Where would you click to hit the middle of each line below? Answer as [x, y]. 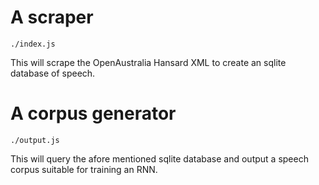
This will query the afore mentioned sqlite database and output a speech [159, 158]
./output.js [35, 140]
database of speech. [53, 73]
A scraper [52, 17]
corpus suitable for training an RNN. [84, 169]
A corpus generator [93, 113]
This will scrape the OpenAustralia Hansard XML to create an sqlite [148, 62]
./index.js [33, 44]
